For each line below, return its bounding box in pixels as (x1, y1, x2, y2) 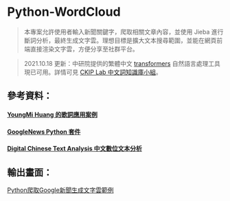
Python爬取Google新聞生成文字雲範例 (7, 186, 114, 194)
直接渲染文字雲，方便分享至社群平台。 (30, 45, 139, 53)
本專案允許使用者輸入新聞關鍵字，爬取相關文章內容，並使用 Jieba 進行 (23, 27, 224, 36)
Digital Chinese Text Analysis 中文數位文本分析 (7, 145, 142, 153)
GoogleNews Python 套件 (7, 128, 81, 136)
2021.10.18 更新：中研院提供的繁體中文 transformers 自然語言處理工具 (23, 59, 221, 67)
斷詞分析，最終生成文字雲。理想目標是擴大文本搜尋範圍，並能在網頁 (23, 36, 217, 45)
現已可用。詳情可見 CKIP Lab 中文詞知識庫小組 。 (23, 68, 163, 76)
